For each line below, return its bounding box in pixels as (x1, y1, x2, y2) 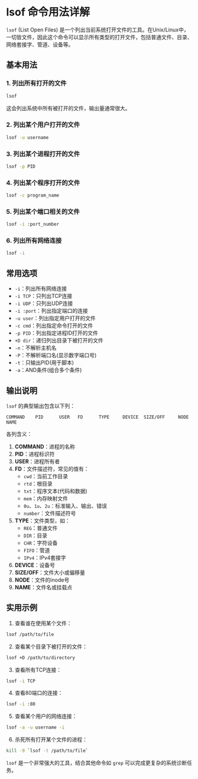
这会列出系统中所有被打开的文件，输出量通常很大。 (6, 104, 131, 111)
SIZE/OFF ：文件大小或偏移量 (14, 569, 86, 576)
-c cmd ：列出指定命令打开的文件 (14, 322, 93, 329)
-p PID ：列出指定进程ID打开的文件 (14, 329, 99, 336)
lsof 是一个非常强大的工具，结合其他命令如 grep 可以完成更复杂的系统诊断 (6, 759, 187, 767)
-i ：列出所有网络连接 (14, 285, 67, 292)
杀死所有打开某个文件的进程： (14, 736, 87, 743)
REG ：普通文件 (23, 524, 58, 531)
